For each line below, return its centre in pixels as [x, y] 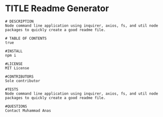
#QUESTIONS [16, 106]
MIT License [17, 68]
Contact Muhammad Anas [28, 110]
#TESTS [12, 89]
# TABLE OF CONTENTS [26, 38]
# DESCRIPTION [20, 21]
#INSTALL [14, 51]
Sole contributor [23, 81]
